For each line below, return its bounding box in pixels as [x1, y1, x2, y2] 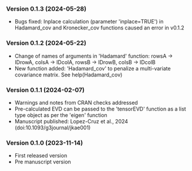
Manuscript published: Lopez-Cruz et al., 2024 [14, 118, 128, 125]
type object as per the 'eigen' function [14, 111, 107, 119]
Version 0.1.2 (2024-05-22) [6, 39, 87, 47]
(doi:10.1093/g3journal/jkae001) [14, 124, 91, 131]
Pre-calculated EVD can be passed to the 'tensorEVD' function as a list [14, 105, 186, 112]
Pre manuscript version [14, 158, 72, 166]
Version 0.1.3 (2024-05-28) [6, 5, 87, 13]
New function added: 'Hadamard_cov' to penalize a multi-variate [14, 65, 171, 72]
